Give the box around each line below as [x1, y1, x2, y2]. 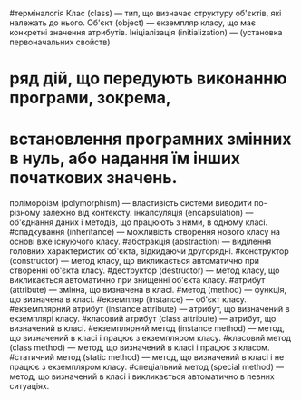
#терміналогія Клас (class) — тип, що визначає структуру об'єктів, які [9, 8, 282, 18]
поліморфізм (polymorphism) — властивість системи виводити [9, 198, 252, 209]
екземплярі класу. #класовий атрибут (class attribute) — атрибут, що [9, 313, 277, 325]
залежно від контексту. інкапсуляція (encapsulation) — [42, 208, 254, 219]
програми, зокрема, [9, 88, 172, 108]
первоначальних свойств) [9, 36, 111, 47]
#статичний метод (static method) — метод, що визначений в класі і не [9, 352, 285, 363]
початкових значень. [9, 168, 178, 189]
